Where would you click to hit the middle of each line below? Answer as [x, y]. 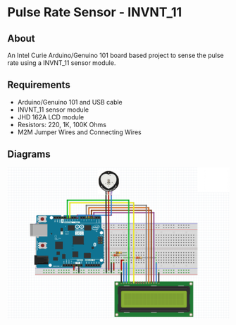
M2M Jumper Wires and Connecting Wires [80, 132]
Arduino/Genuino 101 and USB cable [70, 102]
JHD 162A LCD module [51, 117]
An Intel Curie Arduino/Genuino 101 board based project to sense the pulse [116, 55]
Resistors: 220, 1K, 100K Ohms [62, 124]
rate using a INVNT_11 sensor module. [62, 63]
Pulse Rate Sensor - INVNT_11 [95, 12]
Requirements [39, 85]
